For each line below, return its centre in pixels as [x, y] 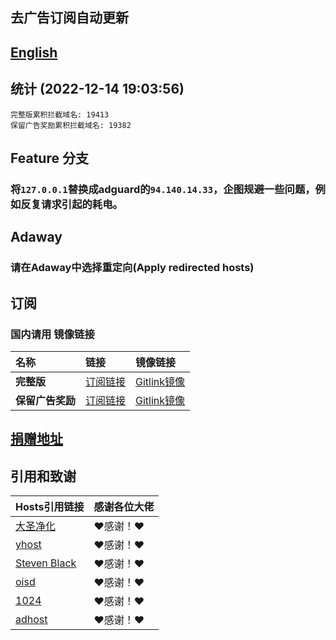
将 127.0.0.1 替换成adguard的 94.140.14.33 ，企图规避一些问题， [163, 189]
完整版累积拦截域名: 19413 [60, 114]
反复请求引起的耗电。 [71, 204]
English [34, 52]
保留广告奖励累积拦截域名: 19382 [71, 125]
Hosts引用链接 [50, 507]
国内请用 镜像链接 [52, 334]
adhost [31, 620]
